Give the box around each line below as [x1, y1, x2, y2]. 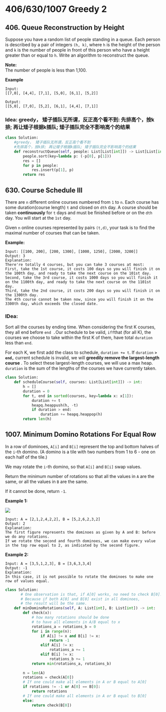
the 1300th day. [5, 292, 39, 298]
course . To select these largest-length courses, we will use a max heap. [5, 360, 153, 366]
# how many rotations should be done [31, 615, 110, 620]
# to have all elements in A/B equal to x [31, 620, 121, 625]
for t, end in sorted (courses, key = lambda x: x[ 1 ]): [23, 394, 134, 398]
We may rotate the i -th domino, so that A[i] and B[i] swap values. [5, 464, 142, 470]
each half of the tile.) [5, 454, 48, 460]
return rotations [31, 689, 68, 694]
